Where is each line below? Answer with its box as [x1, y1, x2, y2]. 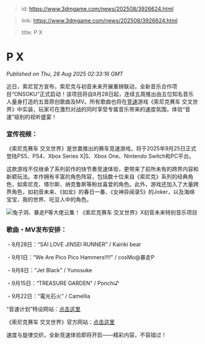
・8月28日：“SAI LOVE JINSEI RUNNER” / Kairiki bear [6, 240, 142, 248]
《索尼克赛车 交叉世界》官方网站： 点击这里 [6, 318, 115, 325]
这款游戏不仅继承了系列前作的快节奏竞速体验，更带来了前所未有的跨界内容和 [6, 166, 199, 173]
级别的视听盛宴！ [14, 113, 57, 121]
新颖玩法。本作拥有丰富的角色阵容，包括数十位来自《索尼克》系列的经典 [6, 173, 188, 180]
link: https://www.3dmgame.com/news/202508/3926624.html [21, 17, 178, 24]
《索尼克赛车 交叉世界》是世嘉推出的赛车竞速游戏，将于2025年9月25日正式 [6, 145, 196, 152]
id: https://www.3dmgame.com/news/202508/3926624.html [21, 5, 174, 12]
